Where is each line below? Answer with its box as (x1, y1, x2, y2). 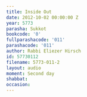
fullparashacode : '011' (6, 37, 66, 43)
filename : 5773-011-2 (6, 59, 60, 65)
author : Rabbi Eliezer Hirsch (6, 48, 82, 54)
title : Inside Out (6, 8, 52, 15)
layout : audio (6, 64, 42, 71)
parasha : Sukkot (6, 25, 46, 32)
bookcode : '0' (6, 31, 42, 37)
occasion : (6, 82, 31, 88)
